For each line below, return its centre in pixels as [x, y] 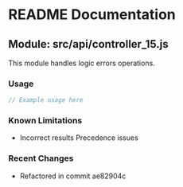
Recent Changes [41, 158]
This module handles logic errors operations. [82, 63]
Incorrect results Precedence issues [79, 138]
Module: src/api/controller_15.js [88, 44]
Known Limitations [45, 121]
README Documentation [92, 15]
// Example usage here [46, 100]
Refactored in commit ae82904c [73, 176]
